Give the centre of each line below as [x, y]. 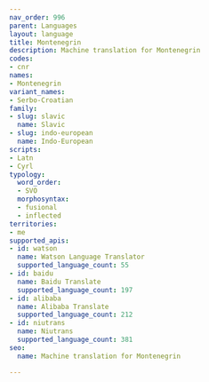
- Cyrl [21, 166]
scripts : [25, 149]
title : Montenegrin [45, 42]
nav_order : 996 [37, 17]
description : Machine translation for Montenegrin [105, 51]
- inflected [40, 215]
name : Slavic [41, 125]
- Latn [21, 158]
